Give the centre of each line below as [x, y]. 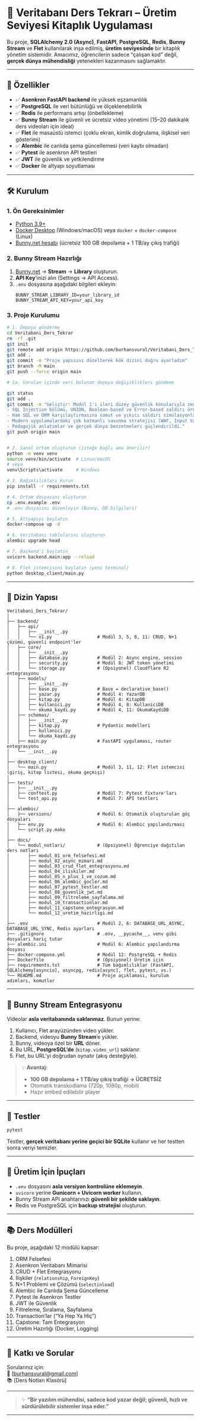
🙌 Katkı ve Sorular [41, 1353]
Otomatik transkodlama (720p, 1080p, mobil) [85, 1086]
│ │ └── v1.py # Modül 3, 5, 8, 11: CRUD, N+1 [92, 637]
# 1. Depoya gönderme [34, 327]
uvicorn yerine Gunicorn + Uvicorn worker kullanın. [79, 1192]
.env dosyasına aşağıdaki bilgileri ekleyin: [66, 284]
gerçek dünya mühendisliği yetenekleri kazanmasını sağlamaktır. [87, 61]
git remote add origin [35, 349]
